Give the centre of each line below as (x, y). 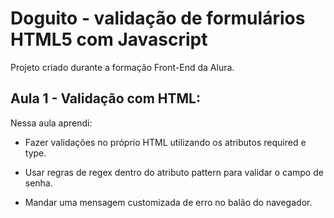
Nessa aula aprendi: (51, 123)
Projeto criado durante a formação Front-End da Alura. (122, 67)
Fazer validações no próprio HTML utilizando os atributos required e (165, 142)
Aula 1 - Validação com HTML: (106, 98)
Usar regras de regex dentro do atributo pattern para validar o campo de (174, 172)
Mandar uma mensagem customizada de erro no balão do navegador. (168, 202)
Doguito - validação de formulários (158, 18)
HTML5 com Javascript (109, 39)
